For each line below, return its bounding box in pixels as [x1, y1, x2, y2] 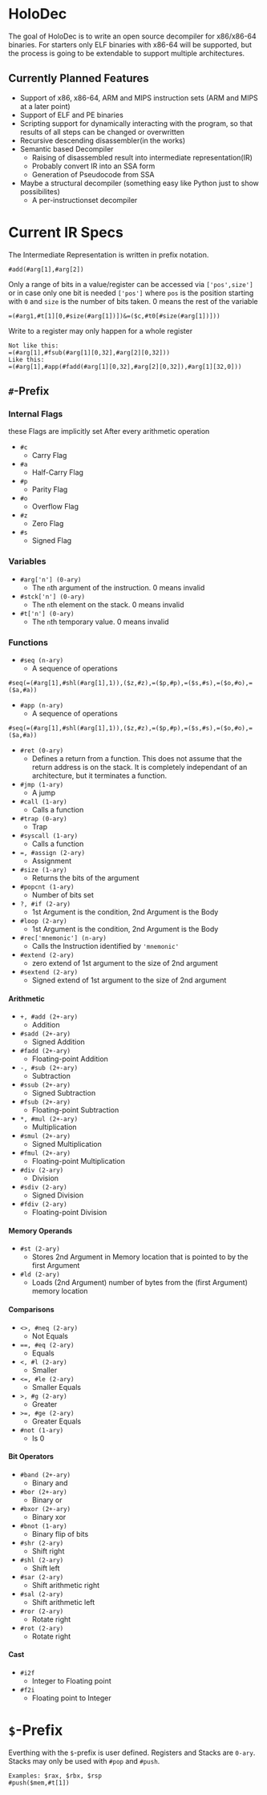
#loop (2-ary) [19, 917, 67, 925]
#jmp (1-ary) [19, 780, 64, 788]
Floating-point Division [31, 1208, 107, 1218]
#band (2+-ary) [19, 1471, 71, 1479]
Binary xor [31, 1512, 67, 1521]
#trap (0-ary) [19, 815, 67, 823]
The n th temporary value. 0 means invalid [31, 617, 169, 626]
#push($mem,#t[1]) [8, 1778, 70, 1787]
